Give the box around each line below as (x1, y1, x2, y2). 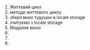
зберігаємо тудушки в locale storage (9, 15, 85, 20)
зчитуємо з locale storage (9, 19, 63, 25)
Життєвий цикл (9, 4, 42, 10)
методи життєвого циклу (9, 9, 62, 15)
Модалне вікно (9, 25, 41, 31)
